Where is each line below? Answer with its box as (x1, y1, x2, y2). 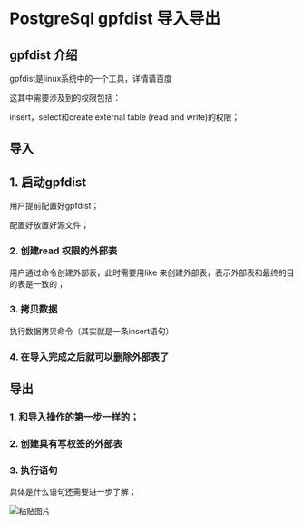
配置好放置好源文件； (9, 220, 89, 231)
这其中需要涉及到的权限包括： (9, 93, 121, 103)
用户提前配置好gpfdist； (9, 201, 100, 212)
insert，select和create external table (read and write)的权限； (9, 112, 240, 123)
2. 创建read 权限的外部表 (9, 244, 118, 257)
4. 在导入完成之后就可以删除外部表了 (9, 351, 170, 363)
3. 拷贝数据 (9, 303, 58, 316)
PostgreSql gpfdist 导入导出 (9, 8, 220, 29)
